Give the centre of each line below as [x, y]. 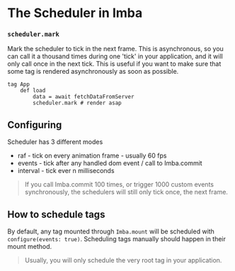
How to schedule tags [56, 214]
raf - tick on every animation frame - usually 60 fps [92, 156]
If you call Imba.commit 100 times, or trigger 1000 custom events [119, 184]
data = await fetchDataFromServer [84, 97]
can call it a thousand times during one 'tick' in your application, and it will [115, 56]
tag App [19, 84]
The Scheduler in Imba [75, 13]
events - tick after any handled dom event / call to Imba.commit [110, 163]
